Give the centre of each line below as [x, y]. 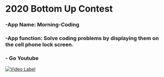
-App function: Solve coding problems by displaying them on [82, 38]
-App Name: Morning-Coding [43, 25]
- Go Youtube [22, 58]
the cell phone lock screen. [39, 45]
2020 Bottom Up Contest [59, 9]
